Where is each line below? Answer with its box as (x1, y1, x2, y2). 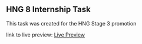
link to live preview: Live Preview (6, 31, 85, 38)
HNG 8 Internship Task (6, 5, 91, 14)
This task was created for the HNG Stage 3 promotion (6, 20, 137, 27)
